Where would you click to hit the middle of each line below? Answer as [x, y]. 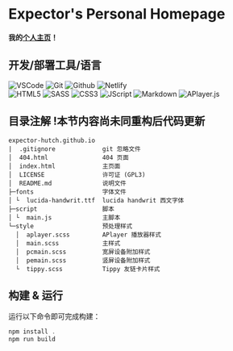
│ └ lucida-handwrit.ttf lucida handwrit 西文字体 [96, 200]
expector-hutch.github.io [52, 140]
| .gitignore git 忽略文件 [75, 149]
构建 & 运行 [36, 295]
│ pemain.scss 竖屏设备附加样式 [83, 260]
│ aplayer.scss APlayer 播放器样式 [88, 235]
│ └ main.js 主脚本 [64, 217]
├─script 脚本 [61, 209]
